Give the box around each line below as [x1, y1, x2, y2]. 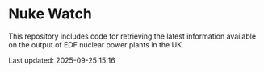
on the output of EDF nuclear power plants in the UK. [8, 39, 184, 49]
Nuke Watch [8, 5, 93, 23]
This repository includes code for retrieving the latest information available [8, 31, 257, 41]
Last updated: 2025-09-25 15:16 [8, 55, 115, 65]
